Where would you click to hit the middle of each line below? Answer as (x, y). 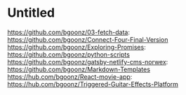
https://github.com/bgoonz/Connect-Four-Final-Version (88, 39)
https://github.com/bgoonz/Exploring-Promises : (77, 47)
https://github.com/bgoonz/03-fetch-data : (68, 32)
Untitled (31, 13)
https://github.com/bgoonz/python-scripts (68, 54)
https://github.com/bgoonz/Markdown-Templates (79, 69)
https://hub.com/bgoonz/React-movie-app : (70, 76)
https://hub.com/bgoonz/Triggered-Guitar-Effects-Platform (93, 84)
